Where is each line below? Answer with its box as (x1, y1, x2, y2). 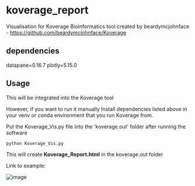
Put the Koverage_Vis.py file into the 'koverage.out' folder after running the (6, 123, 186, 130)
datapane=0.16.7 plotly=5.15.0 (6, 61, 77, 68)
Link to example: (6, 162, 46, 169)
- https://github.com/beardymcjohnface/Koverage (6, 29, 127, 36)
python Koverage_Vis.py (6, 140, 64, 146)
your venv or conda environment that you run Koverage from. (6, 112, 154, 119)
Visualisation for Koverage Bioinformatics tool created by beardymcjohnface (6, 23, 190, 30)
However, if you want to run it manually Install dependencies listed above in (6, 105, 187, 112)
